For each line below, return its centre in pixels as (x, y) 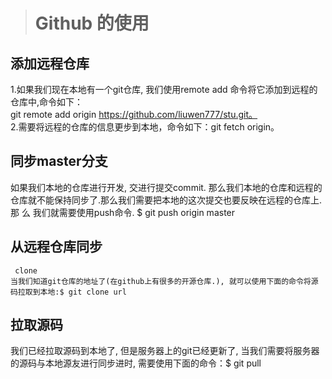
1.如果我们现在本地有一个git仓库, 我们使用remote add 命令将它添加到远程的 (164, 89)
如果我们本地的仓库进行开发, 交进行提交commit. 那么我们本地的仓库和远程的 (166, 187)
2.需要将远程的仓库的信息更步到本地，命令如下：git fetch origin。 (145, 127)
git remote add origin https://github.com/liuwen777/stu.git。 (134, 114)
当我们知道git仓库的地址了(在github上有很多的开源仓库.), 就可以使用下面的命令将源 (164, 281)
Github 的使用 (92, 23)
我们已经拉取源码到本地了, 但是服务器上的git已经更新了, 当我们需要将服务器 (165, 351)
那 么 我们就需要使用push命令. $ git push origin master (123, 212)
